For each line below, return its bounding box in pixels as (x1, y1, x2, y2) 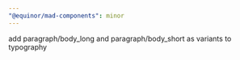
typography (8, 42, 47, 52)
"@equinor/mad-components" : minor (8, 11, 125, 20)
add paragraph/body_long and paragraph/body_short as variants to (8, 34, 232, 43)
